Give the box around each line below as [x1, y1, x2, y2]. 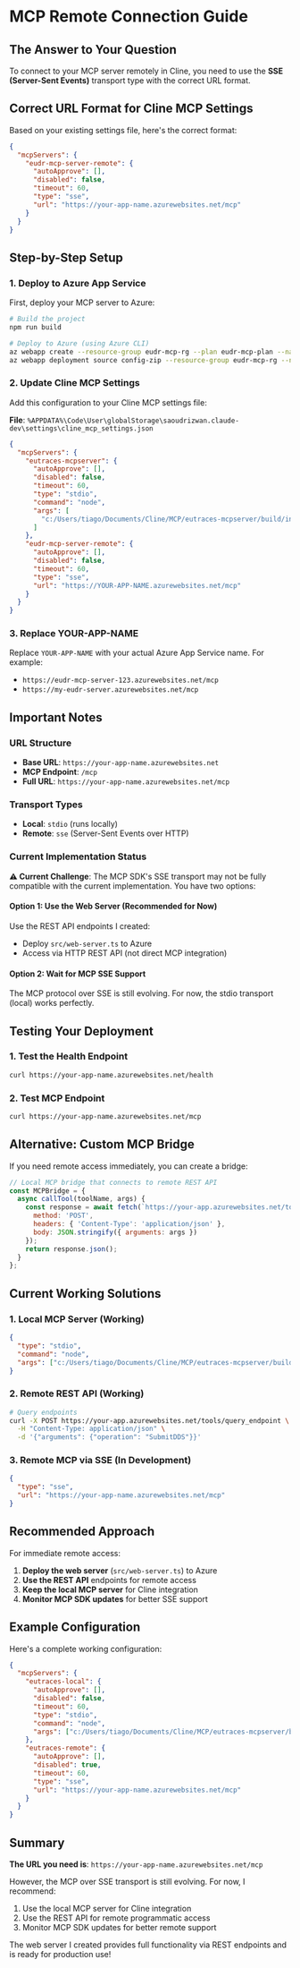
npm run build [9, 323, 62, 332]
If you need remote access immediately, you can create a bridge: [9, 1161, 248, 1171]
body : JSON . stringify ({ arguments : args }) [32, 1228, 198, 1237]
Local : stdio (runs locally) [21, 819, 119, 830]
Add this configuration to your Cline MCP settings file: [9, 396, 207, 408]
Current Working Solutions [9, 1286, 162, 1301]
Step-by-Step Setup [9, 250, 123, 265]
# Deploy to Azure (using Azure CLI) [9, 338, 150, 348]
